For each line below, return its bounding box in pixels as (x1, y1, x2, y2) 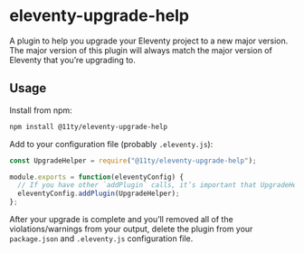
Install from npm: (9, 105, 72, 116)
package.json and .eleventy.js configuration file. (9, 233, 194, 244)
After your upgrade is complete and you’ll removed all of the (9, 214, 233, 224)
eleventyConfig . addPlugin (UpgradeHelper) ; (17, 189, 180, 199)
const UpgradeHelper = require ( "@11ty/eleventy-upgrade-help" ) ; (9, 155, 257, 165)
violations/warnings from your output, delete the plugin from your (9, 223, 253, 234)
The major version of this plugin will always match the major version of (9, 44, 273, 55)
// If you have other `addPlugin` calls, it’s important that (17, 181, 257, 190)
